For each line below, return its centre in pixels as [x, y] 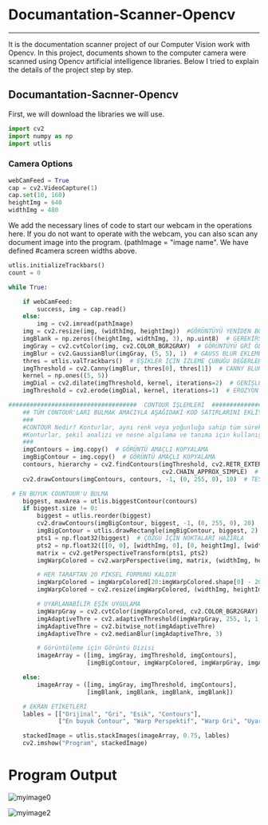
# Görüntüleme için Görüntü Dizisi [96, 648]
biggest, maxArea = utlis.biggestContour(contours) [110, 501]
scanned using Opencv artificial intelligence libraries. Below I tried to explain [134, 61]
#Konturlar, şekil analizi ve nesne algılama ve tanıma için [126, 435]
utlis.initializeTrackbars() [57, 266]
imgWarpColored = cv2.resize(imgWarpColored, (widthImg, [133, 590]
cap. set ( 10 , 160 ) [37, 195]
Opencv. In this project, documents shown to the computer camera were [127, 53]
